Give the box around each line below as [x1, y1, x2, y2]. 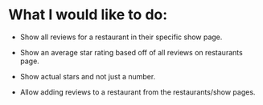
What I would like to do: [8, 6, 168, 24]
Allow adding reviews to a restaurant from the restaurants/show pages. [19, 87, 256, 97]
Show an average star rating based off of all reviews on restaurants [19, 47, 243, 57]
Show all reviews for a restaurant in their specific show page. [19, 32, 223, 42]
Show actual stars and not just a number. [19, 71, 156, 81]
